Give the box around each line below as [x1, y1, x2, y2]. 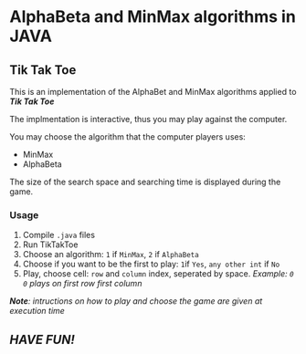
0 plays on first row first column [22, 278, 142, 289]
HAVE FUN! [9, 331, 76, 348]
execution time [9, 306, 66, 317]
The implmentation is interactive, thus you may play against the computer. [9, 114, 288, 124]
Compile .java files [22, 230, 96, 241]
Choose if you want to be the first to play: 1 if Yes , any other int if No [22, 258, 280, 270]
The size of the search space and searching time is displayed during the [9, 176, 281, 187]
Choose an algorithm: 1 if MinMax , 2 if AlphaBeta [22, 249, 199, 260]
